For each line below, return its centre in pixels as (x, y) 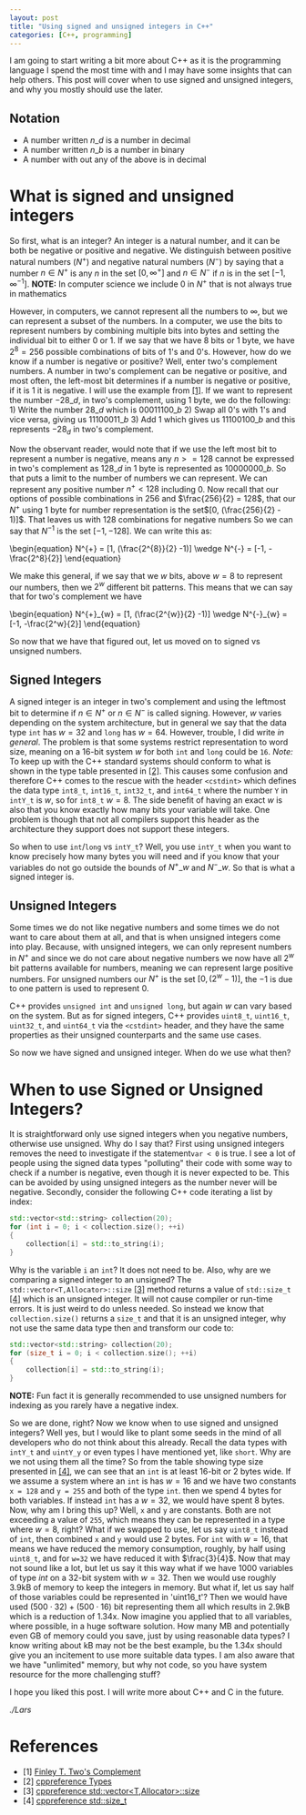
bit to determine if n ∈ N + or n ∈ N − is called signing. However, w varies (146, 712)
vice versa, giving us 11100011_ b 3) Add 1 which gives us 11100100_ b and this (153, 419)
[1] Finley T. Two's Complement (82, 1772)
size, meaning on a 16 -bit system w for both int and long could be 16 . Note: (151, 751)
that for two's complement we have (76, 596)
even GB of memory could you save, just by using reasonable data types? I (150, 1636)
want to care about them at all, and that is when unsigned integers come (145, 938)
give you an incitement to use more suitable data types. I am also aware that (152, 1655)
